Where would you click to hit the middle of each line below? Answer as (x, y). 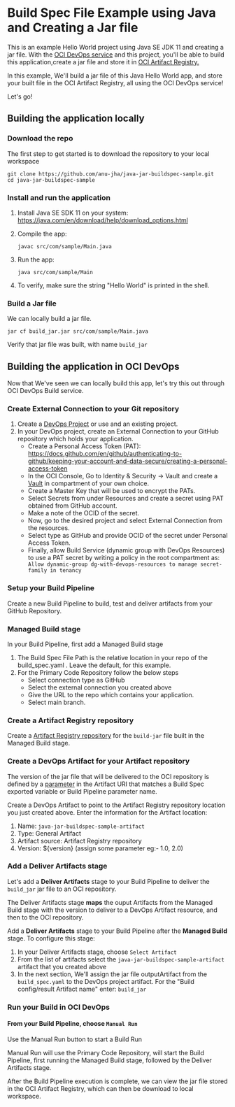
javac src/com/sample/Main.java (64, 246)
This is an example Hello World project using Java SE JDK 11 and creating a (115, 47)
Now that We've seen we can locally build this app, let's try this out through (116, 383)
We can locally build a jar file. (50, 319)
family (37, 571)
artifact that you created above (62, 966)
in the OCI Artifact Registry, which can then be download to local (100, 1088)
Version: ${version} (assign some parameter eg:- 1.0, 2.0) (100, 848)
